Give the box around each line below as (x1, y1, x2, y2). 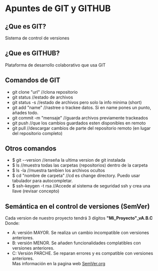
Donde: (5, 220, 20, 226)
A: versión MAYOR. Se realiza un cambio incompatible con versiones (12, 230, 149, 236)
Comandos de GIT (5, 76, 61, 85)
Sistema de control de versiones (5, 35, 69, 41)
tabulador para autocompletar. (12, 178, 73, 184)
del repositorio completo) (12, 130, 63, 136)
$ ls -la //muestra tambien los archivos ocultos (12, 168, 105, 173)
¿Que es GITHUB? (5, 49, 60, 57)
